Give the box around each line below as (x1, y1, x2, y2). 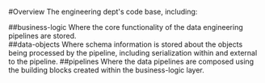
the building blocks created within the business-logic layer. (8, 65, 204, 75)
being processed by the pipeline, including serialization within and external (8, 48, 258, 57)
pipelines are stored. (8, 31, 77, 40)
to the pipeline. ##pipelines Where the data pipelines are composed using (8, 56, 254, 66)
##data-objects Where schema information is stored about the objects (8, 39, 243, 49)
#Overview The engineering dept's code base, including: (8, 7, 198, 16)
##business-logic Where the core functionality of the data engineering (8, 23, 244, 31)
